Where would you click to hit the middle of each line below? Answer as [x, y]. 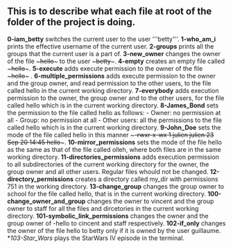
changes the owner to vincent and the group [150, 201]
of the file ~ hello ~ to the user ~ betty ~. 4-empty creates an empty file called [116, 61]
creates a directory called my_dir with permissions [147, 179]
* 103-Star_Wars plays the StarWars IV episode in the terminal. [96, 238]
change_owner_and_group [46, 201]
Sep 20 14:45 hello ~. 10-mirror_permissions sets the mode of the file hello [114, 142]
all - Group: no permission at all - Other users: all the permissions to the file [115, 120]
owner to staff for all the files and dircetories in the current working [103, 208]
